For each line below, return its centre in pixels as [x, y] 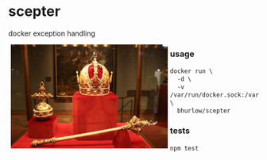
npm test [184, 148]
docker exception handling [52, 33]
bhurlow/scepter [204, 111]
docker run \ [191, 71]
